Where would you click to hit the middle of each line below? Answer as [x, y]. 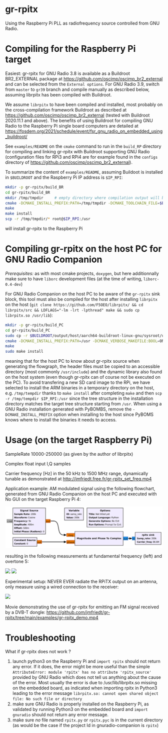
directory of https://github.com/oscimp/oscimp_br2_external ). [69, 162]
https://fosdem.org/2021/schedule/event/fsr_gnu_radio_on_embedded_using [84, 131]
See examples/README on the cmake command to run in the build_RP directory [83, 146]
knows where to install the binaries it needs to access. [61, 420]
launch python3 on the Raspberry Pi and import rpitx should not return [86, 661]
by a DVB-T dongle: [25, 612]
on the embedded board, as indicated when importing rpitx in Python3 [85, 688]
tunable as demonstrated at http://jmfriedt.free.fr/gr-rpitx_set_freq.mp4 [78, 479]
